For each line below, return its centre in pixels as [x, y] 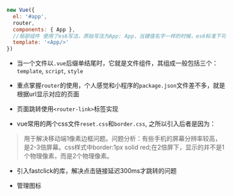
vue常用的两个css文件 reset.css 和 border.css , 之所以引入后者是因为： [116, 124]
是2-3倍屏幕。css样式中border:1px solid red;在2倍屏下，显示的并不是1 [124, 147]
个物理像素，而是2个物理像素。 [68, 156]
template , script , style [50, 71]
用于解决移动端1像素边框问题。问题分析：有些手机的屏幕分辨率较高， [122, 139]
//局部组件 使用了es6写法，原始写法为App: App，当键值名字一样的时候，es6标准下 [117, 36]
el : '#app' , [30, 16]
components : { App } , [44, 29]
